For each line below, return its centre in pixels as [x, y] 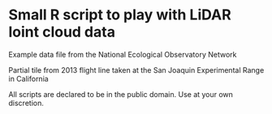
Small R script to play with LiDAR [120, 15]
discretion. [26, 103]
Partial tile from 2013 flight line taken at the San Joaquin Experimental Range [136, 70]
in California [28, 78]
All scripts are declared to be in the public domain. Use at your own [121, 94]
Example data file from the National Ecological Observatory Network [123, 54]
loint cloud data [62, 32]
